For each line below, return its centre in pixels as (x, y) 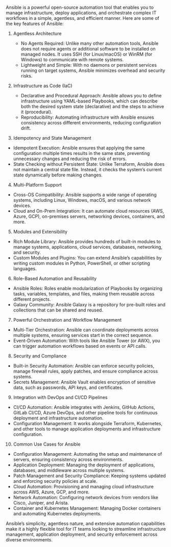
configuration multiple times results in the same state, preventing (81, 153)
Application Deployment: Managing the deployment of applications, (84, 465)
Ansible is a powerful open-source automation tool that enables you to (80, 7)
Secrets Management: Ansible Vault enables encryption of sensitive (84, 382)
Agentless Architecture (37, 33)
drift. (26, 128)
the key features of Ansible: (35, 23)
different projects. (32, 299)
